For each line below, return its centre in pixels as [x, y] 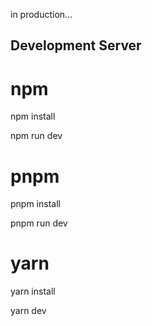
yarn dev [28, 311]
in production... [41, 14]
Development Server [76, 45]
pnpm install [35, 204]
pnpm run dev [39, 223]
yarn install [33, 291]
